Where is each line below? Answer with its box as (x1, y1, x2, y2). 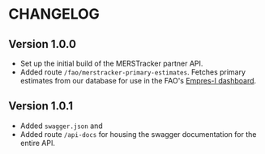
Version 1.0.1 (8, 99, 74, 113)
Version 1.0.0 (8, 37, 77, 51)
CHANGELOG (8, 5, 100, 24)
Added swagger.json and (19, 121, 103, 130)
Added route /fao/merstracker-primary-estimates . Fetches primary (19, 67, 246, 77)
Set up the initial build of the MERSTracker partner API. (19, 58, 203, 68)
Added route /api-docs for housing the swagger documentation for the (19, 129, 257, 139)
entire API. (19, 138, 55, 148)
